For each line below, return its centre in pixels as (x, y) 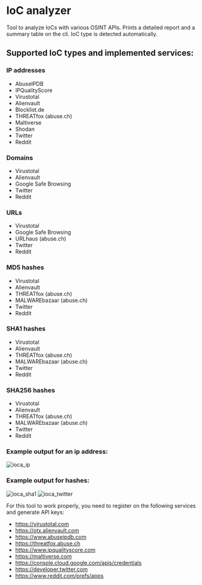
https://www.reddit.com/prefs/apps (59, 575)
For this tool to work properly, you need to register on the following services (101, 505)
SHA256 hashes (31, 390)
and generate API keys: (35, 512)
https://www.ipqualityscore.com (55, 550)
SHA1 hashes (26, 329)
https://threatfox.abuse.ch (48, 543)
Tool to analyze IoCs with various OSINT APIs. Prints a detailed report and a (101, 27)
